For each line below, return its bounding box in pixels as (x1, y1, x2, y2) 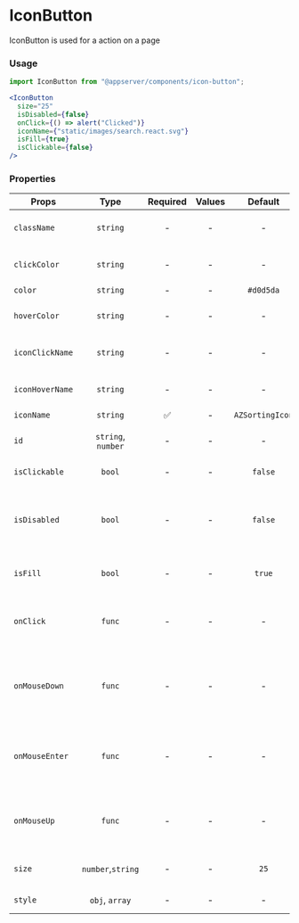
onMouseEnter (13, 751, 69, 762)
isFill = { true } (17, 135, 69, 144)
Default (247, 195, 280, 208)
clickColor (13, 260, 60, 270)
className (13, 223, 55, 233)
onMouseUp (13, 816, 55, 826)
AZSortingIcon (233, 410, 294, 420)
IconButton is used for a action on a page (9, 35, 160, 45)
